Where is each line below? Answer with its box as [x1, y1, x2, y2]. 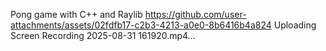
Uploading [273, 19, 317, 31]
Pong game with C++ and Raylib [10, 9, 143, 20]
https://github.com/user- [144, 9, 247, 20]
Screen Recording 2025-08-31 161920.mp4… [10, 30, 196, 41]
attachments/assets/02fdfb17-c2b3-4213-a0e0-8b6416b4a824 [10, 19, 272, 31]
